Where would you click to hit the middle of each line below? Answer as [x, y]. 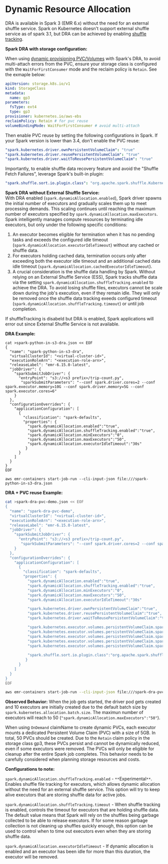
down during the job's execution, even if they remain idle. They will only [86, 293]
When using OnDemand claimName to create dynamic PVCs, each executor [80, 728]
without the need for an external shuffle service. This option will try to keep [82, 790]
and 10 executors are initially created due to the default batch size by [76, 707]
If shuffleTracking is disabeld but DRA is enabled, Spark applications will [79, 319]
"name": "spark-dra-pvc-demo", [42, 511]
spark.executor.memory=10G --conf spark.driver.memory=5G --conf [74, 387]
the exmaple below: [25, 74]
